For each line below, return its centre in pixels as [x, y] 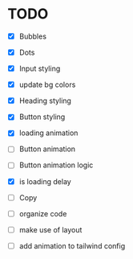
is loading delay [45, 181]
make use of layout [50, 229]
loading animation [48, 133]
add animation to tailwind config [72, 245]
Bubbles [33, 36]
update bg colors [47, 84]
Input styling [40, 68]
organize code [43, 213]
